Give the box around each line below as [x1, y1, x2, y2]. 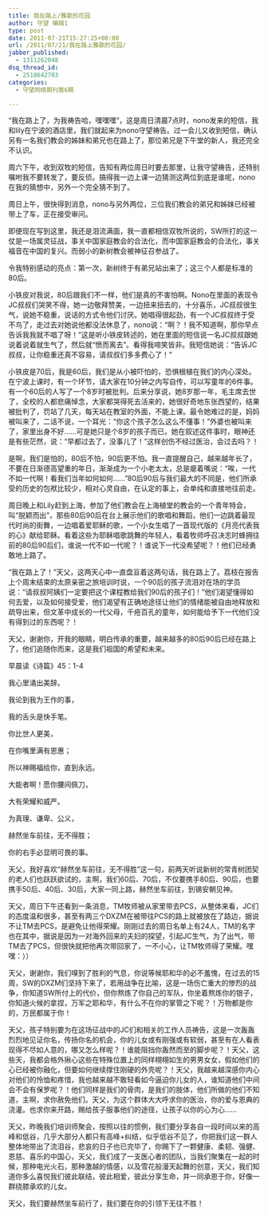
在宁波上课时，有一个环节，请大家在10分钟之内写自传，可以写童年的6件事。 [8, 377, 258, 387]
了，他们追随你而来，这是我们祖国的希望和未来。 [8, 644, 169, 654]
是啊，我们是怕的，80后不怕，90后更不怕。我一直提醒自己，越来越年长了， [8, 454, 257, 464]
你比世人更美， [8, 729, 57, 739]
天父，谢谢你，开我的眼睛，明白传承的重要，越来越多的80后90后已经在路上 [8, 634, 257, 644]
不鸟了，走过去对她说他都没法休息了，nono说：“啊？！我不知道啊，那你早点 [8, 320, 259, 329]
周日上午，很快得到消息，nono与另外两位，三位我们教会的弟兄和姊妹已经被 [8, 199, 256, 209]
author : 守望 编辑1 [8, 19, 69, 27]
